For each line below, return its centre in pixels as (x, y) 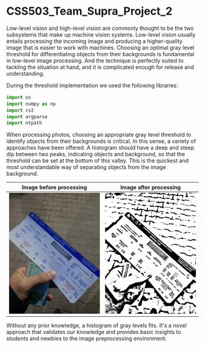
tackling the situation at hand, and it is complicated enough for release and (100, 67)
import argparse (27, 117)
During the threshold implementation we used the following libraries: (92, 85)
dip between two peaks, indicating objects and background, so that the (96, 154)
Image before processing (54, 187)
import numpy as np (31, 104)
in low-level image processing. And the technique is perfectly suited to (95, 60)
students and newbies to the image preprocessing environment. (87, 338)
